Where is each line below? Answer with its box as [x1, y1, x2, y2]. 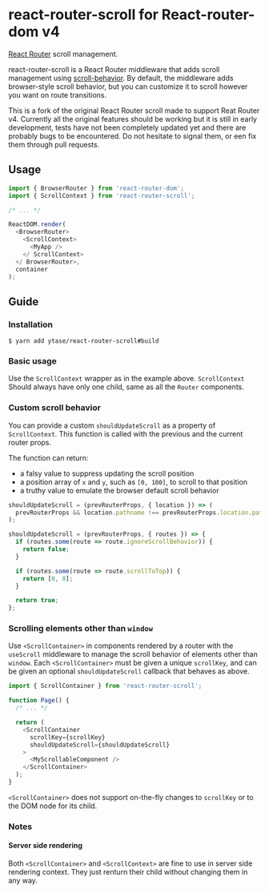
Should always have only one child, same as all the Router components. [8, 382, 244, 392]
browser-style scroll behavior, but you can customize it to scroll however [8, 82, 248, 91]
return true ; [15, 597, 59, 605]
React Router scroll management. [8, 49, 118, 58]
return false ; [22, 545, 70, 553]
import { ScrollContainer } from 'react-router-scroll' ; [8, 682, 203, 690]
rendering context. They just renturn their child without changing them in [8, 867, 248, 877]
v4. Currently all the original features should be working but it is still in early [8, 114, 258, 123]
